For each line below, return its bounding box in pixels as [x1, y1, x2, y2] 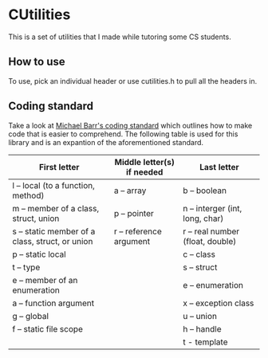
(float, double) [183, 235, 237, 246]
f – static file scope [12, 323, 84, 334]
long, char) [183, 213, 224, 224]
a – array [114, 185, 147, 196]
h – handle [183, 323, 222, 334]
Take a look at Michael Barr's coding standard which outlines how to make [8, 120, 253, 130]
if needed [126, 166, 164, 177]
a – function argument [12, 297, 95, 309]
